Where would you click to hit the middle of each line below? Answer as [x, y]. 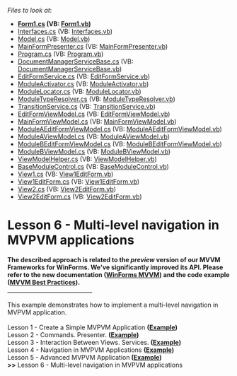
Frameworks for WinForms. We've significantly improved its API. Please [115, 267]
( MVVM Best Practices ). [44, 282]
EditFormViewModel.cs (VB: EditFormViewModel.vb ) [94, 114]
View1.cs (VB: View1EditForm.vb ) [65, 174]
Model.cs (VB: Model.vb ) [54, 39]
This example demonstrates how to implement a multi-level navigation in [113, 305]
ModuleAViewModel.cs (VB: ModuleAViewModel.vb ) [94, 136]
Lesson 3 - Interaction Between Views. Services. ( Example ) [94, 342]
